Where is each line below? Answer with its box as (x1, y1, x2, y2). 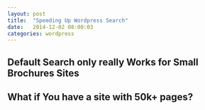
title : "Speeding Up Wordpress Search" (7, 17, 129, 24)
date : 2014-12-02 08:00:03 (7, 23, 94, 30)
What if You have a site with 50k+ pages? (7, 91, 194, 103)
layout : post (7, 10, 46, 18)
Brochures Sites (7, 67, 79, 79)
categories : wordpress (7, 30, 74, 37)
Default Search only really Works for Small (7, 56, 199, 68)
